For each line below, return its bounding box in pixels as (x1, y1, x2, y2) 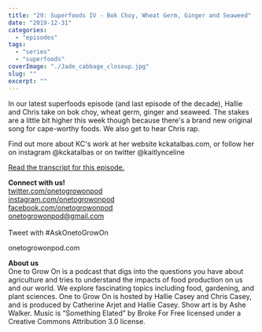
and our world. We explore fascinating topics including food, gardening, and (8, 283, 254, 293)
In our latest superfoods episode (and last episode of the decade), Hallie (8, 99, 243, 108)
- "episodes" (15, 33, 58, 42)
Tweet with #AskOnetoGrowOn (8, 228, 109, 237)
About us (8, 258, 39, 268)
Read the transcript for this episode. (8, 162, 125, 172)
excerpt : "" (8, 77, 47, 85)
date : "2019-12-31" (8, 19, 72, 27)
